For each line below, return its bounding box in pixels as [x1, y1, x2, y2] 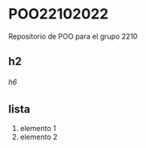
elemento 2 [19, 132, 58, 142]
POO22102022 [8, 5, 109, 23]
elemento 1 [19, 123, 56, 133]
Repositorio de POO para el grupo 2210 [8, 31, 138, 41]
